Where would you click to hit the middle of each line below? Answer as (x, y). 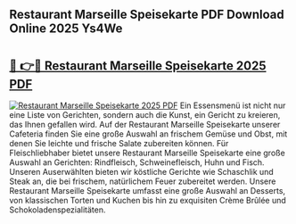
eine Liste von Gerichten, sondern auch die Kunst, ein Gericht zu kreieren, (145, 115)
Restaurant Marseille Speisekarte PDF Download (147, 15)
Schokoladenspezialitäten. (58, 210)
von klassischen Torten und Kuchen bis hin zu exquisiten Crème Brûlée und (148, 200)
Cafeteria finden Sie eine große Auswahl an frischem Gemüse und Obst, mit (148, 134)
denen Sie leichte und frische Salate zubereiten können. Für (119, 143)
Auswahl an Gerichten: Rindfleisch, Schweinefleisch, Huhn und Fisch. (137, 162)
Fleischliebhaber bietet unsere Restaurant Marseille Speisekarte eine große (147, 153)
